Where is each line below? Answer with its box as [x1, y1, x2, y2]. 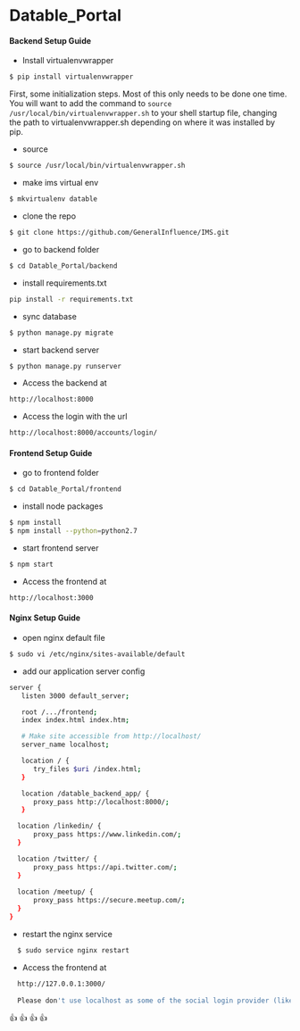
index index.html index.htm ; [21, 716, 129, 725]
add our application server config [21, 666, 146, 677]
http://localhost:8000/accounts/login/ [9, 428, 158, 437]
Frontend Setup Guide [9, 447, 93, 458]
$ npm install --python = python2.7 [9, 527, 138, 536]
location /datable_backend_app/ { [21, 789, 150, 798]
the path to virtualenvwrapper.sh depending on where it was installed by [9, 117, 275, 128]
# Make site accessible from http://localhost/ [21, 732, 202, 741]
